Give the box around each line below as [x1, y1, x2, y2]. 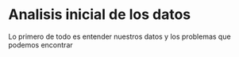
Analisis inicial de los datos [8, 6, 191, 24]
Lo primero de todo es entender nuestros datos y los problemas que [8, 32, 232, 41]
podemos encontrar [8, 40, 73, 49]
